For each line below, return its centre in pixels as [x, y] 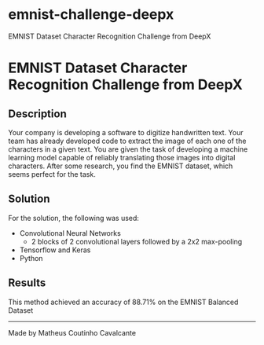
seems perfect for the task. [52, 174]
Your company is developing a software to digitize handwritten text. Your [126, 132]
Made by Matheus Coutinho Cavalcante [72, 332]
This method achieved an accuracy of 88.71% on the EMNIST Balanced [123, 302]
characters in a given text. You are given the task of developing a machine [128, 149]
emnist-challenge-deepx [91, 15]
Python [31, 258]
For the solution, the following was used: [74, 218]
